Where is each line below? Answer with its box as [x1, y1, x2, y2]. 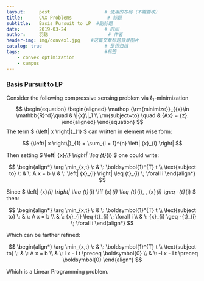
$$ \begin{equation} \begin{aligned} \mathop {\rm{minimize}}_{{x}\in [15, 105, 190, 112]
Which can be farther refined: [6, 231, 80, 238]
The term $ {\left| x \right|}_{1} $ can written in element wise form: [6, 128, 172, 135]
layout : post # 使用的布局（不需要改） [6, 9, 160, 15]
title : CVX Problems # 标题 [6, 15, 122, 21]
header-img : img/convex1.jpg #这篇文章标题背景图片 [6, 37, 139, 43]
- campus [17, 60, 40, 66]
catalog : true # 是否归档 [6, 43, 128, 49]
